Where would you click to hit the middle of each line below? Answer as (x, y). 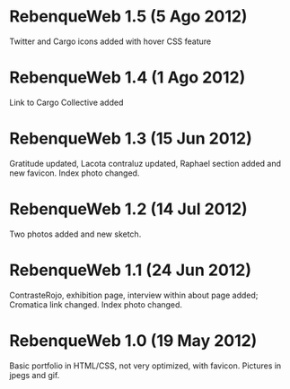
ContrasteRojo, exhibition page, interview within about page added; (134, 295)
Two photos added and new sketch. (75, 234)
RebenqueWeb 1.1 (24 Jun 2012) (131, 270)
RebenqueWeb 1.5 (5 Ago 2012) (128, 17)
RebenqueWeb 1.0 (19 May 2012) (133, 340)
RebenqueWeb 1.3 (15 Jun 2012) (131, 138)
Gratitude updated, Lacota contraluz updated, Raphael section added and (145, 163)
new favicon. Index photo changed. (75, 173)
